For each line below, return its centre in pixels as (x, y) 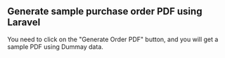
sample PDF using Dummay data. (56, 46)
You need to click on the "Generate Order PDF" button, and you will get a (113, 39)
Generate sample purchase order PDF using (105, 12)
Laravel (24, 23)
